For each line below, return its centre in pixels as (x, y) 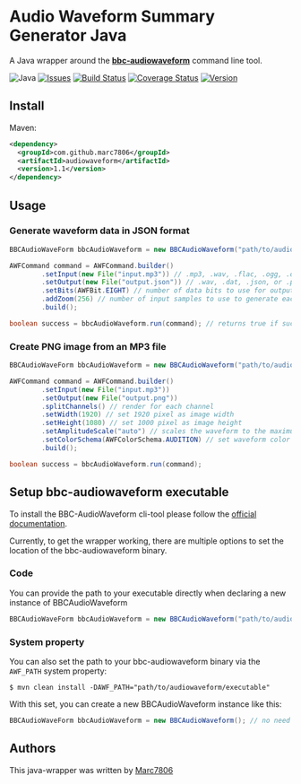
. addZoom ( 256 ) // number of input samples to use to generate (160, 299)
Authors (33, 749)
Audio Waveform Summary (112, 17)
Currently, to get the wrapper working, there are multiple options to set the (146, 541)
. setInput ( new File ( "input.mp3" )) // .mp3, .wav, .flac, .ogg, (162, 274)
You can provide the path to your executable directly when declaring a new (148, 593)
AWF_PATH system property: (58, 671)
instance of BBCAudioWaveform (69, 602)
